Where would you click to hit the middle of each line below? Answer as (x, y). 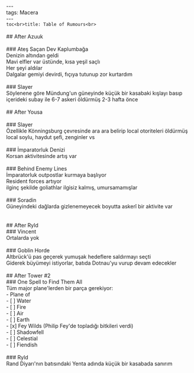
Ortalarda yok (23, 238)
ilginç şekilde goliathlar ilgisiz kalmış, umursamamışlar (72, 187)
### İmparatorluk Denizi (35, 150)
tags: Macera (22, 12)
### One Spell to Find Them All (44, 282)
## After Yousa (25, 112)
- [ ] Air (15, 313)
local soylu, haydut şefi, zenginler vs (51, 137)
